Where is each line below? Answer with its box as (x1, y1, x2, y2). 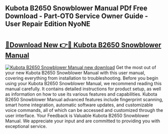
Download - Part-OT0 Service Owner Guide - (5, 12, 148, 21)
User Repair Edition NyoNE (5, 20, 91, 28)
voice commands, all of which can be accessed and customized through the (5, 107, 163, 113)
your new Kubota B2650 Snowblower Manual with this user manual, (5, 70, 146, 76)
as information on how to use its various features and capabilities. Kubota (5, 91, 157, 97)
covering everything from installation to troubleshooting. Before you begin (5, 75, 158, 81)
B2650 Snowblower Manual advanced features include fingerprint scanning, (5, 97, 163, 102)
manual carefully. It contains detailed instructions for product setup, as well (5, 86, 161, 92)
